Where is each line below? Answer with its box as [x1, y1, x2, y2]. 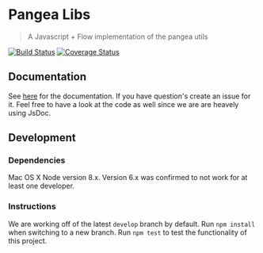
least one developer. [8, 181, 75, 191]
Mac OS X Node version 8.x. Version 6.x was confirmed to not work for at [8, 173, 248, 182]
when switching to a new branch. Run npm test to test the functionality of [8, 228, 247, 237]
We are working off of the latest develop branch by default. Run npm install [8, 219, 256, 228]
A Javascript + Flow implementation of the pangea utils [27, 32, 208, 41]
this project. [8, 236, 48, 245]
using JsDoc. [8, 108, 51, 117]
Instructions [8, 201, 57, 212]
